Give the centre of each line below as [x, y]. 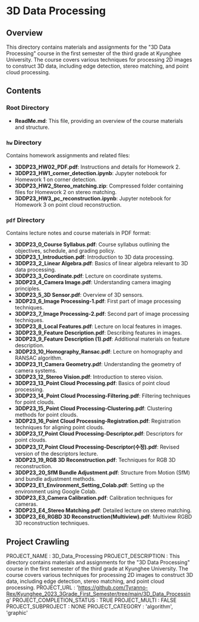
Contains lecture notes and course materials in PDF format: [78, 233]
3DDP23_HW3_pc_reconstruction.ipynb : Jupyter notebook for [93, 198]
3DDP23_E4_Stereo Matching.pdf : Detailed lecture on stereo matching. [103, 510]
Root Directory [28, 108]
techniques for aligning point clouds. [59, 427]
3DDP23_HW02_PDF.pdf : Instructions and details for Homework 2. [97, 167]
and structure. [32, 127]
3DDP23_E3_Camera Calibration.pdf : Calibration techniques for [94, 498]
